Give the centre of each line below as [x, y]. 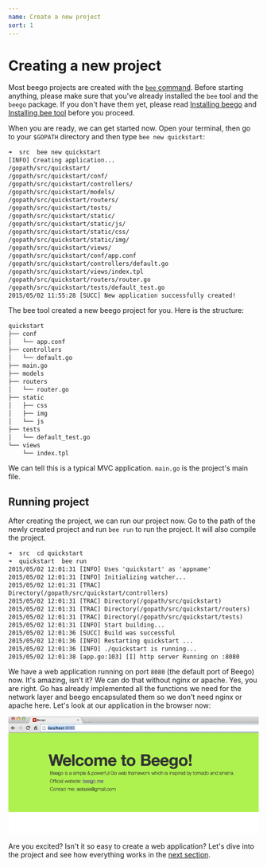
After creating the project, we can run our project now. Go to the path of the [132, 521]
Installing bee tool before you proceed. [72, 113]
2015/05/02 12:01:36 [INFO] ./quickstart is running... [103, 649]
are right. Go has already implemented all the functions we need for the [125, 689]
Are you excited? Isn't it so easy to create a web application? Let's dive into [132, 846]
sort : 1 [21, 25]
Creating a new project [85, 66]
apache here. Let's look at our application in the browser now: [110, 705]
